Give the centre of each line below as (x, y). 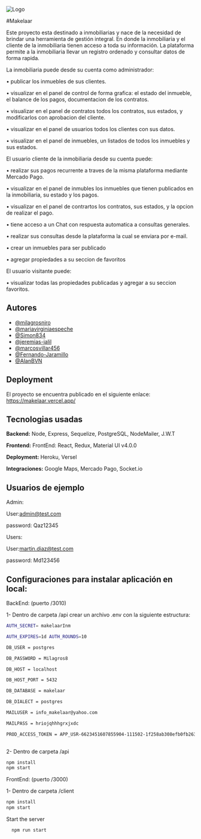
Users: (14, 537)
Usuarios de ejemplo (45, 488)
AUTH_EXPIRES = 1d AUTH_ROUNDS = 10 (46, 636)
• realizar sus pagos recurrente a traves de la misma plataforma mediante (97, 170)
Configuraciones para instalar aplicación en (89, 579)
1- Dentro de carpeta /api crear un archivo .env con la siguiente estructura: (98, 615)
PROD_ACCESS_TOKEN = (32, 734)
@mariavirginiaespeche (44, 329)
